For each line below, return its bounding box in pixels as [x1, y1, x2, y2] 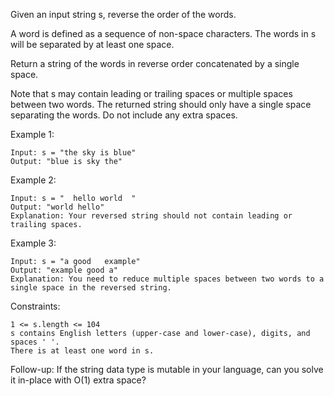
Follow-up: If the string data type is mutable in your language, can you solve [10, 364, 324, 375]
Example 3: [10, 237, 57, 249]
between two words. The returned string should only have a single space [10, 99, 312, 110]
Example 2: [10, 174, 57, 186]
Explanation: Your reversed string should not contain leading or [10, 211, 293, 221]
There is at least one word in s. [10, 346, 155, 356]
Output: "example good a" [10, 265, 118, 275]
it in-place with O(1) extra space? [10, 374, 147, 386]
